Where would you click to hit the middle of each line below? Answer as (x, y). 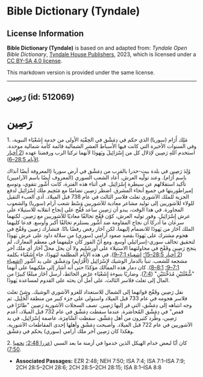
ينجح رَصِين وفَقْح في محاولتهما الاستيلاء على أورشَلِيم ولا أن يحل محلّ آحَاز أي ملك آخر (101, 248)
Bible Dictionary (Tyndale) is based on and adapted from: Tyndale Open (97, 48)
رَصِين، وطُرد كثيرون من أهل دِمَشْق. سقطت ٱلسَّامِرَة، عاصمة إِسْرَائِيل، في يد (92, 318)
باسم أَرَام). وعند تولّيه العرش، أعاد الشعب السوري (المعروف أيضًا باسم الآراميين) (97, 178)
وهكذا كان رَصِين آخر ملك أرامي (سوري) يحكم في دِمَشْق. (71, 331)
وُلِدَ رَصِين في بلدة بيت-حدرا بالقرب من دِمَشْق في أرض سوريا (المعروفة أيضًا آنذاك (99, 171)
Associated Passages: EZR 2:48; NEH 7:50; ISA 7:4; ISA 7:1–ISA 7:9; (100, 361)
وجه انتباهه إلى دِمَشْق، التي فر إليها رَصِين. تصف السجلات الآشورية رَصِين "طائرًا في (99, 305)
